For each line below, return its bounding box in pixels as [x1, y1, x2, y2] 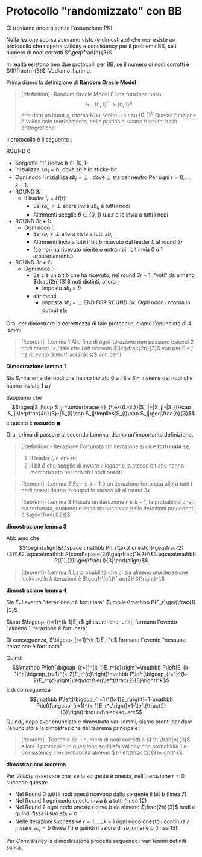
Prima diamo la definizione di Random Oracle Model [6, 79, 137, 86]
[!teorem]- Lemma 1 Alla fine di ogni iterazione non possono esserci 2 [21, 337, 194, 345]
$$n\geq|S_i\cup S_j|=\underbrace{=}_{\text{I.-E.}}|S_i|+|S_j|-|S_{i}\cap [11, 403, 191, 411]
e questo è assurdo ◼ [6, 419, 62, 426]
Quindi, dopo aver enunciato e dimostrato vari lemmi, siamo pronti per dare [6, 718, 193, 725]
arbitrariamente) [33, 252, 74, 259]
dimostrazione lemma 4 [6, 587, 67, 594]
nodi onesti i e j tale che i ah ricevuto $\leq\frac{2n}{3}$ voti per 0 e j [21, 344, 193, 351]
